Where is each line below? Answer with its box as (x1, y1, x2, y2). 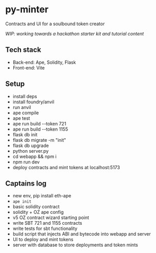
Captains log (5, 179, 47, 188)
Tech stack (5, 45, 41, 55)
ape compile (12, 110, 39, 116)
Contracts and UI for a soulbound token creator (5, 21, 105, 27)
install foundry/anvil (12, 99, 55, 105)
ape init (12, 199, 32, 204)
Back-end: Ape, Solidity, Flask (12, 59, 76, 65)
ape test (12, 115, 30, 121)
